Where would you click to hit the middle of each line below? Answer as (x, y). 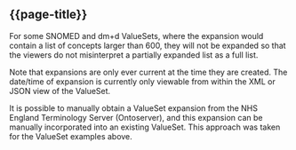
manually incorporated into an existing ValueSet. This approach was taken (145, 127)
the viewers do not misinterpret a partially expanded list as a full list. (134, 55)
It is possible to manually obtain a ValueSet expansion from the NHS (133, 108)
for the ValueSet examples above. (71, 136)
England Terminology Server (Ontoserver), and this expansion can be (136, 117)
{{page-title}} (48, 15)
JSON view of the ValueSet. (60, 91)
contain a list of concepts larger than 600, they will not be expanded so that (148, 45)
